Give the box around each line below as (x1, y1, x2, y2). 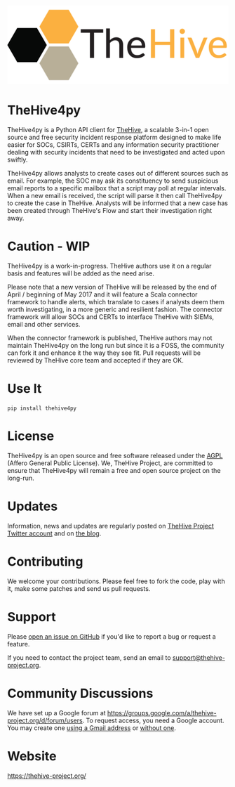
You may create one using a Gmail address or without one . (7, 723, 177, 732)
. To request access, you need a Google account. (82, 716, 224, 724)
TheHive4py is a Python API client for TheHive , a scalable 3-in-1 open (7, 126, 209, 134)
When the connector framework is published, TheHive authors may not (7, 334, 213, 342)
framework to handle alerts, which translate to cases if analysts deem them (7, 298, 224, 306)
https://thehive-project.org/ (7, 772, 86, 780)
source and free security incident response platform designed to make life (7, 133, 222, 142)
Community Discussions (7, 685, 154, 701)
